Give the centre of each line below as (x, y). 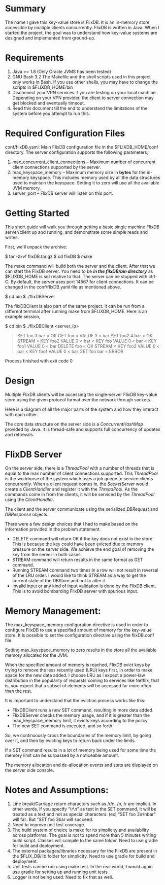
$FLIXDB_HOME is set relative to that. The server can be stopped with (76, 276)
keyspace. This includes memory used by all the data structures (95, 177)
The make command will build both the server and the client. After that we (80, 266)
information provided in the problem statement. (53, 529)
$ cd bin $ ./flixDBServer (30, 296)
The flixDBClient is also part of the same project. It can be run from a (75, 306)
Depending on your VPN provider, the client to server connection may (83, 98)
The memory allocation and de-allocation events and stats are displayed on (82, 765)
